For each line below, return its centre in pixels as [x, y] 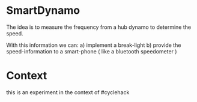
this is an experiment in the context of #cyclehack [68, 92]
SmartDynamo [43, 10]
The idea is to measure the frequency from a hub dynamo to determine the [98, 27]
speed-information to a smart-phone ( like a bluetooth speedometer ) [92, 51]
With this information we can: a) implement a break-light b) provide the [94, 45]
